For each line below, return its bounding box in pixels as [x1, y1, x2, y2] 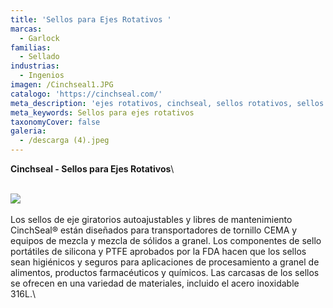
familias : [10, 42, 52, 53]
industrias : [10, 61, 60, 71]
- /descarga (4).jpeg [19, 136, 110, 146]
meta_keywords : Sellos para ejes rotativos [10, 107, 195, 118]
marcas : [10, 24, 43, 34]
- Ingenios [19, 71, 65, 81]
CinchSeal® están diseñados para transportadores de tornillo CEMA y [10, 224, 298, 236]
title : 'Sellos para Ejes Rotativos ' [10, 14, 172, 25]
